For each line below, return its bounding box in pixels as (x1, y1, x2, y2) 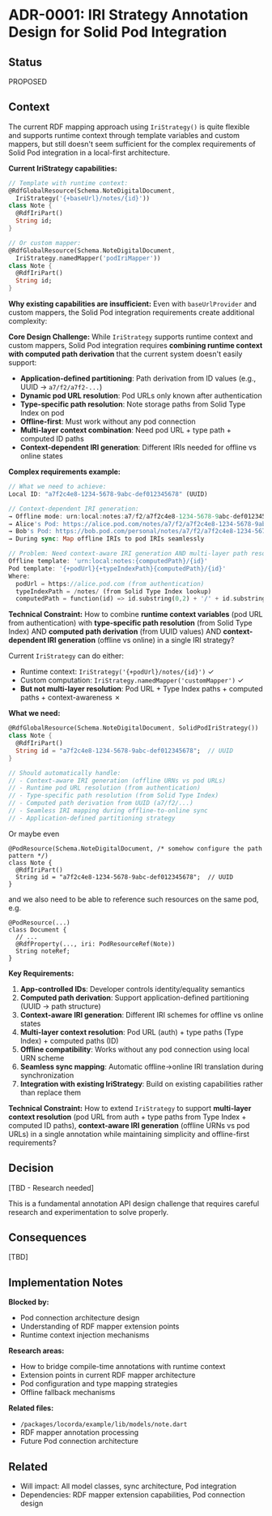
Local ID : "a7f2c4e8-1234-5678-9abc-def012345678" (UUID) (8, 489, 208, 498)
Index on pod (19, 408, 65, 418)
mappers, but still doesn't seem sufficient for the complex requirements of (8, 139, 257, 149)
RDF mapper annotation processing (19, 1428, 139, 1437)
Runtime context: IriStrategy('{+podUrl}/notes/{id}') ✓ (19, 667, 215, 677)
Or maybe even (8, 829, 60, 838)
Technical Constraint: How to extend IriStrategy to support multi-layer (8, 1103, 252, 1113)
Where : (8, 572, 31, 580)
